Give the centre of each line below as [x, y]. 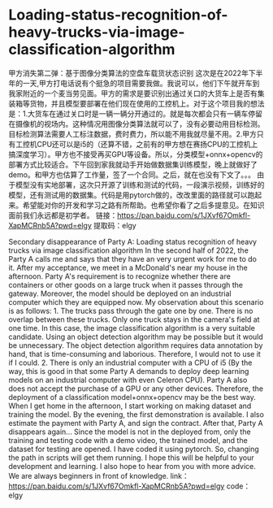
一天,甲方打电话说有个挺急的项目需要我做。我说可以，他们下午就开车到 [141, 83]
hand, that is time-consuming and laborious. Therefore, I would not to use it [135, 354]
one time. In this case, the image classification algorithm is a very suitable [132, 328]
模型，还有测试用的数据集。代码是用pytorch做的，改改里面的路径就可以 [128, 195]
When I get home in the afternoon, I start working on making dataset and [130, 406]
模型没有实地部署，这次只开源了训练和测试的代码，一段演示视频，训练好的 [140, 185]
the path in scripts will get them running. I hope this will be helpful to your [131, 458]
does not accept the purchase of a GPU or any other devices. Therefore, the [136, 389]
